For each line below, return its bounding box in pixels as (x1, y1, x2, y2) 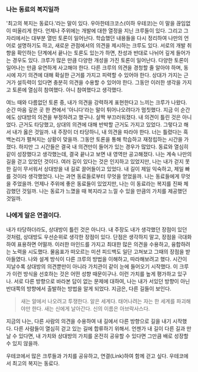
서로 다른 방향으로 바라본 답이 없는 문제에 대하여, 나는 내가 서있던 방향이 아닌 (14, 277, 190, 284)
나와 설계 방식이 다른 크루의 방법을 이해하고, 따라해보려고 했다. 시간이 (28, 255, 187, 263)
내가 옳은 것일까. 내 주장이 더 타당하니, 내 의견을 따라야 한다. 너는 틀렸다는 (12, 128, 182, 135)
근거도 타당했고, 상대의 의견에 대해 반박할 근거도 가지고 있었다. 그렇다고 (18, 121, 183, 128)
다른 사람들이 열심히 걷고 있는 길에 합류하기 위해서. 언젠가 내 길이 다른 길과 (14, 325, 186, 332)
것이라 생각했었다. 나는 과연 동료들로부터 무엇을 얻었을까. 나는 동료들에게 (12, 173, 180, 180)
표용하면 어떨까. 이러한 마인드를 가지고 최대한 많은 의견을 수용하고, (17, 241, 170, 248)
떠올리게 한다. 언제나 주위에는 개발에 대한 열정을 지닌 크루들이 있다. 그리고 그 (12, 27, 189, 34)
